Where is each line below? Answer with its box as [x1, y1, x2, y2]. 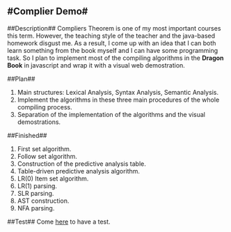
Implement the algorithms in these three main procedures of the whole [17, 95, 220, 104]
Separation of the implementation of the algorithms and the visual [17, 110, 205, 118]
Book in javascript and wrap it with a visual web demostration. [7, 61, 186, 69]
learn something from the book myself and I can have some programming [7, 46, 218, 54]
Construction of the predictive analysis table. [17, 160, 146, 168]
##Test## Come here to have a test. [7, 217, 111, 226]
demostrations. [17, 118, 61, 126]
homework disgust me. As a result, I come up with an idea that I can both [7, 38, 216, 47]
